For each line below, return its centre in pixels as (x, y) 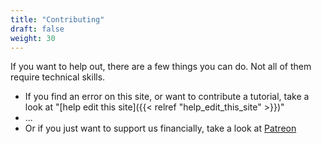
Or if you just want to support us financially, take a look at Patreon (160, 128)
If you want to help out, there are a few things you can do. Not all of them (161, 67)
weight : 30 (33, 38)
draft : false (37, 29)
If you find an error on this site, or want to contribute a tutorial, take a (167, 97)
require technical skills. (58, 77)
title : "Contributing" (57, 19)
